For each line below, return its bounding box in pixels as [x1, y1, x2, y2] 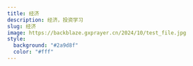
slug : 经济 [7, 23, 37, 30]
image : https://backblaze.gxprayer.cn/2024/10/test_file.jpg [7, 29, 187, 36]
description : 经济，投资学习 [7, 16, 84, 23]
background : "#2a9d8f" [13, 42, 79, 49]
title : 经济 [7, 10, 39, 17]
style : [7, 36, 26, 43]
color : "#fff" [13, 49, 54, 56]
